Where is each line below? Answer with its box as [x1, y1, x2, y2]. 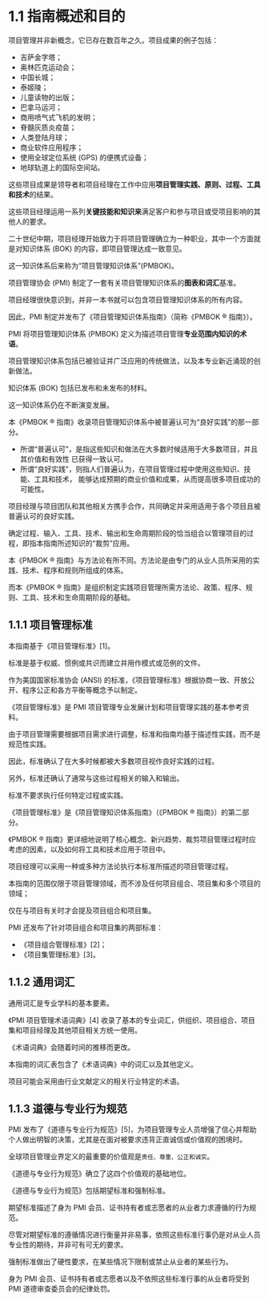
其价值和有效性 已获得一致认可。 [19, 454, 128, 463]
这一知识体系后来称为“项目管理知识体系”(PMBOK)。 [8, 261, 179, 270]
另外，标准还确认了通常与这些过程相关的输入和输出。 [8, 773, 184, 782]
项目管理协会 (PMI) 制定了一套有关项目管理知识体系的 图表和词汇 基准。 [8, 277, 241, 287]
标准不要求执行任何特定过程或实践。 [8, 790, 128, 800]
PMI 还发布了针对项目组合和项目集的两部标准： [8, 923, 164, 932]
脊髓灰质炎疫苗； [19, 122, 77, 132]
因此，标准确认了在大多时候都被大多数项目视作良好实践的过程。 [8, 756, 219, 766]
